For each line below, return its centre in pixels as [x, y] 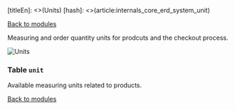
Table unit [26, 70]
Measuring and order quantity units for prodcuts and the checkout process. [118, 38]
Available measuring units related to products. [75, 85]
